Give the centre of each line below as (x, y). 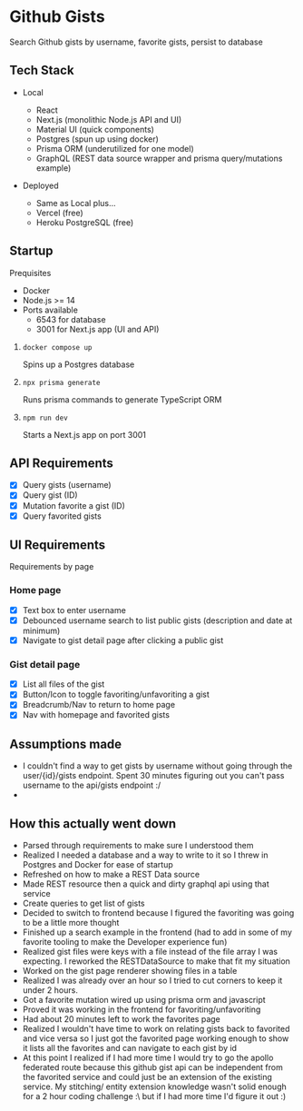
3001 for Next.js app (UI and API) (98, 329)
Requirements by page (52, 567)
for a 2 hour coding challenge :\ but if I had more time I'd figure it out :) (154, 1096)
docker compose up (57, 347)
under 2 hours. (50, 990)
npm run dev (45, 418)
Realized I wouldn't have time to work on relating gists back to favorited (156, 1029)
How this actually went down (93, 823)
